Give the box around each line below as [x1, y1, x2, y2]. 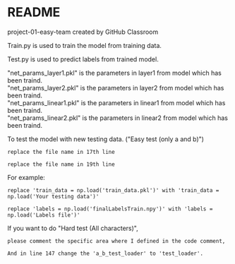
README [7, 4, 61, 20]
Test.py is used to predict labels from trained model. [7, 54, 159, 64]
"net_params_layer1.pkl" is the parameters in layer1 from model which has [7, 68, 222, 77]
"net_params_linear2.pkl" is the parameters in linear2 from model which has [7, 114, 228, 122]
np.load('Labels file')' [7, 211, 80, 219]
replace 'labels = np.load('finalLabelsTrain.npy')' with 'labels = [7, 205, 213, 212]
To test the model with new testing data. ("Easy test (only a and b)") [7, 135, 205, 143]
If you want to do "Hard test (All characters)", [7, 224, 139, 232]
